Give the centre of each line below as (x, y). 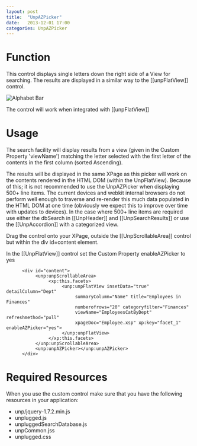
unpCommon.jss (35, 431)
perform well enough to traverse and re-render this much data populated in (98, 199)
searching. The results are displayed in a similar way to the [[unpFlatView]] (97, 80)
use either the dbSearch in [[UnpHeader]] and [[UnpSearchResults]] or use (98, 218)
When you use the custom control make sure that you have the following (94, 394)
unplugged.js (31, 418)
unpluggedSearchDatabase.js (51, 424)
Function (28, 58)
